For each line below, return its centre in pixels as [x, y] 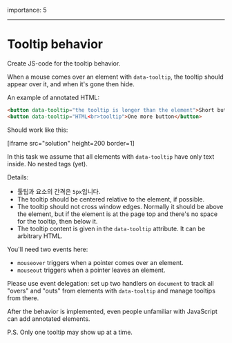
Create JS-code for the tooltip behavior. [64, 63]
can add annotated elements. [49, 318]
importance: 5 [27, 10]
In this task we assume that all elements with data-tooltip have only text [111, 156]
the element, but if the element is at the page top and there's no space [117, 214]
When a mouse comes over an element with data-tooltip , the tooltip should [115, 77]
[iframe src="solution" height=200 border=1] [71, 143]
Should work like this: [38, 130]
